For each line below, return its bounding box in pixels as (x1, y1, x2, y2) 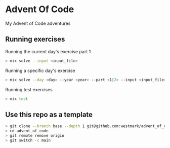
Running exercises (5, 35, 65, 44)
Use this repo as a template (5, 110, 93, 119)
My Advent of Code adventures (5, 20, 71, 26)
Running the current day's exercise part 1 (5, 48, 91, 54)
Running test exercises (5, 86, 53, 92)
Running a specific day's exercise (5, 67, 75, 73)
